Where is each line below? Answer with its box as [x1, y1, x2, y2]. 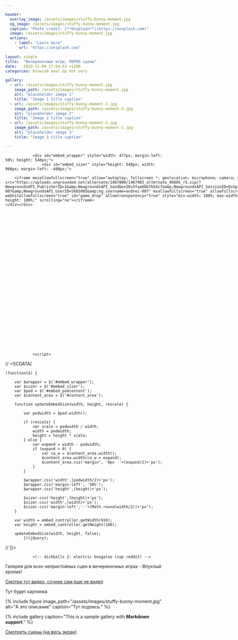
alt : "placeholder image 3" [14, 130, 74, 135]
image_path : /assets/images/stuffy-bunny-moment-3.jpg [14, 106, 133, 111]
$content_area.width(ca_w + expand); [41, 455, 122, 460]
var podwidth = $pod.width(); [23, 411, 87, 416]
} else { [23, 437, 42, 442]
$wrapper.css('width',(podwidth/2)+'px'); [23, 477, 115, 483]
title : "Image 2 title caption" [14, 116, 83, 121]
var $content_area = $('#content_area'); [14, 393, 103, 398]
